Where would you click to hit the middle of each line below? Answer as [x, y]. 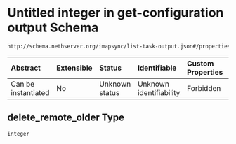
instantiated [30, 92]
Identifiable [157, 68]
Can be [23, 84]
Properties [205, 72]
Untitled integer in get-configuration [116, 13]
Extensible [74, 68]
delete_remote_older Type [66, 118]
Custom [201, 63]
